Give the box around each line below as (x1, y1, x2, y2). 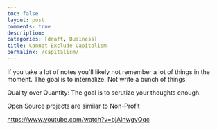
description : (7, 29, 45, 37)
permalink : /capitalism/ (7, 49, 79, 56)
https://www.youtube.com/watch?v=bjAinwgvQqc (7, 115, 150, 123)
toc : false (7, 10, 39, 17)
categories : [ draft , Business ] (7, 36, 98, 43)
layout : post (7, 17, 45, 24)
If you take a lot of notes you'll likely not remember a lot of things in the (7, 67, 210, 76)
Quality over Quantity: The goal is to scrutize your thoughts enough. (7, 88, 201, 97)
